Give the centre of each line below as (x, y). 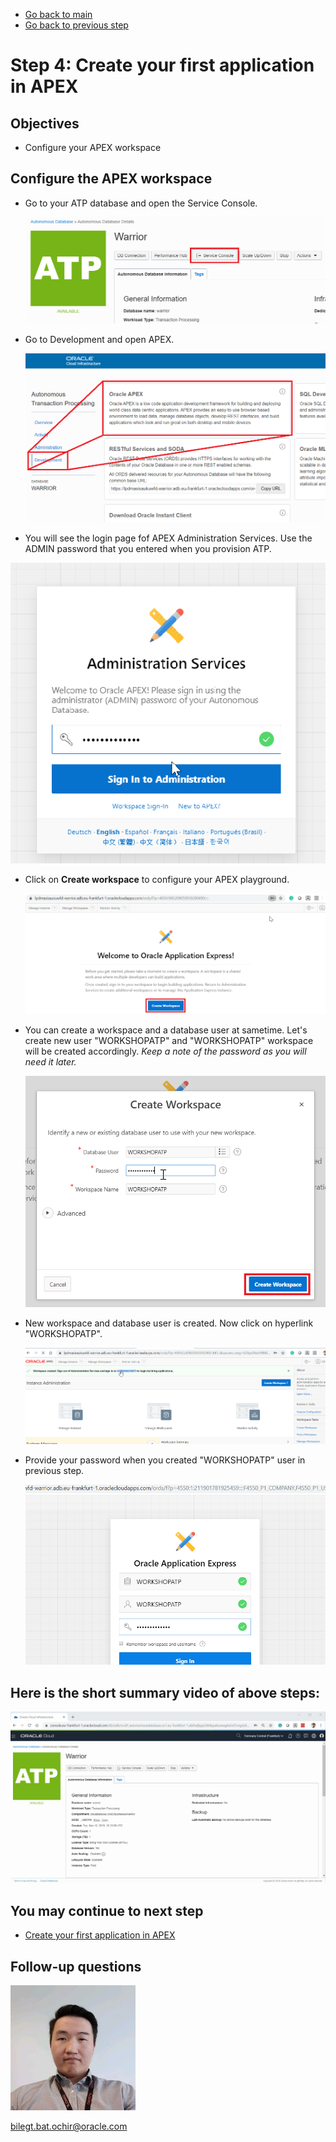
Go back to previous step (76, 25)
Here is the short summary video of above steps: (165, 1692)
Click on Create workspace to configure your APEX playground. (157, 880)
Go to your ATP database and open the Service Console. (141, 203)
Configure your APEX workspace (93, 147)
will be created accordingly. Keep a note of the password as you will (165, 1051)
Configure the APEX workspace (111, 179)
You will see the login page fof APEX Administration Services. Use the (168, 538)
